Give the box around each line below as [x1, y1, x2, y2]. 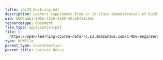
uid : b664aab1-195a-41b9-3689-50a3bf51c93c [5, 16, 95, 21]
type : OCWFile [5, 39, 34, 44]
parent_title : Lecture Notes [5, 47, 64, 52]
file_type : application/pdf [5, 25, 62, 30]
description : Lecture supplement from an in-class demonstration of [5, 12, 147, 16]
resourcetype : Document [5, 20, 53, 26]
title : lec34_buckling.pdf [5, 7, 60, 12]
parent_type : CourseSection [5, 43, 62, 48]
